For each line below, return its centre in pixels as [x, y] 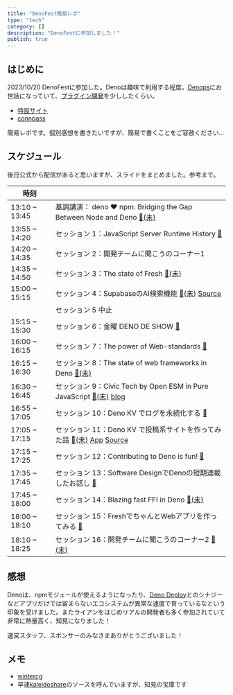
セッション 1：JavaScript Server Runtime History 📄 [139, 234]
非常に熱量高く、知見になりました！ [59, 620]
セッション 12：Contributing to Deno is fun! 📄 [130, 456]
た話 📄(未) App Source [92, 439]
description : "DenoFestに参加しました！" [63, 33]
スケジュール [34, 157]
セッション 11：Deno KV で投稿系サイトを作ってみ [138, 429]
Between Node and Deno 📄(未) [105, 217]
